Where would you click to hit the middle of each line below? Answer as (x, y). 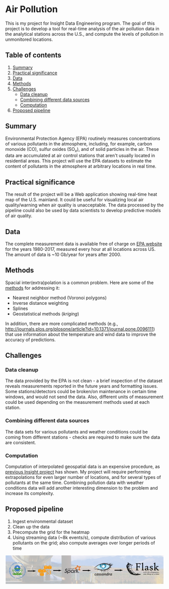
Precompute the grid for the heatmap (51, 532)
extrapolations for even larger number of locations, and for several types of (83, 477)
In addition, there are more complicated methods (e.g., (62, 324)
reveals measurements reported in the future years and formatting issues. (82, 386)
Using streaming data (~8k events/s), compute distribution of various (84, 537)
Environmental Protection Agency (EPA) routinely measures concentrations (83, 138)
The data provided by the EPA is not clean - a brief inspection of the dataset (84, 381)
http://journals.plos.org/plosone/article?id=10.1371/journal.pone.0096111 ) (80, 329)
